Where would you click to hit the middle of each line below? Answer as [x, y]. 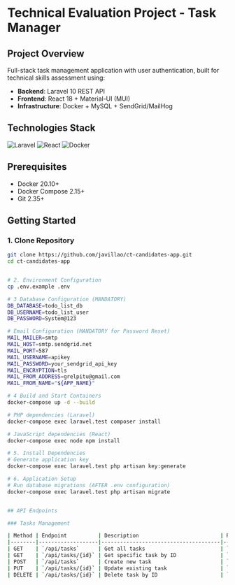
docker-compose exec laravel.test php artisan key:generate [97, 466]
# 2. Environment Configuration [54, 280]
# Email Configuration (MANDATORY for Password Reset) [89, 331]
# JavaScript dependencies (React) [59, 434]
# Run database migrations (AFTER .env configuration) [89, 485]
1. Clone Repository [41, 240]
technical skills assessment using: [56, 78]
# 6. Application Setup [42, 479]
